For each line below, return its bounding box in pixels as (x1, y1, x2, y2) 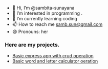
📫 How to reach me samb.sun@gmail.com (12, 21, 103, 27)
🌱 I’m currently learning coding (12, 16, 78, 21)
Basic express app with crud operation (12, 53, 94, 59)
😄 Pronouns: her (12, 28, 48, 34)
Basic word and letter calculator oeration (12, 58, 98, 64)
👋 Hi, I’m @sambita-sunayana (12, 5, 75, 11)
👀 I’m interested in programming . (12, 10, 83, 16)
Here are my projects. (5, 41, 60, 48)
